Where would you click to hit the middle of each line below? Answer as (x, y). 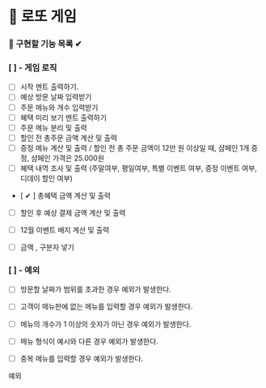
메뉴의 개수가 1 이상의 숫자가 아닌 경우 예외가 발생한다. (106, 324)
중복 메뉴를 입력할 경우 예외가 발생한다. (82, 358)
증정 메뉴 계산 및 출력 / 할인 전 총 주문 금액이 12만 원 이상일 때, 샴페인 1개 (135, 147)
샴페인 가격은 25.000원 (68, 158)
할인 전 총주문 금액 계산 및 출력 (68, 138)
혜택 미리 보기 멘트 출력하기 (63, 117)
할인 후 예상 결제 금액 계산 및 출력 (73, 212)
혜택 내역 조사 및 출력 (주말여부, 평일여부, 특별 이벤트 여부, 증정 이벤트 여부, (138, 168)
